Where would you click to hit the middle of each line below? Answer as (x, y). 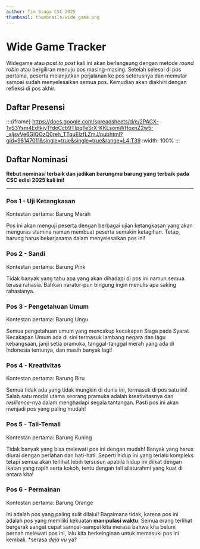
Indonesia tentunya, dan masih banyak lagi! (59, 350)
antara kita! (20, 474)
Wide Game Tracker (56, 47)
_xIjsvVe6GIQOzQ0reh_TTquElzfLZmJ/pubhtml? (65, 134)
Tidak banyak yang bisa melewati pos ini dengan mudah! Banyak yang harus (100, 449)
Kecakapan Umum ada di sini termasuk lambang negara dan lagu (86, 337)
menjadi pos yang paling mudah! (46, 409)
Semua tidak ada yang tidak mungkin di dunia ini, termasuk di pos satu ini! (97, 390)
